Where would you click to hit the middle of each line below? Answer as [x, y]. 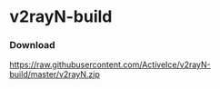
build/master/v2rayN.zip [55, 74]
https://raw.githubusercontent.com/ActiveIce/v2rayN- [110, 64]
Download [33, 45]
